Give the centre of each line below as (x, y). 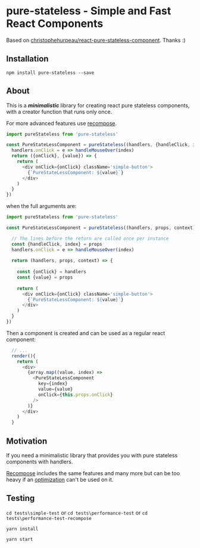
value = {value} (55, 389)
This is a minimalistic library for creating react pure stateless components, (98, 105)
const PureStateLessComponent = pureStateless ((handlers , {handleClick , (98, 145)
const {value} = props (45, 278)
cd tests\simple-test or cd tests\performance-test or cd (77, 513)
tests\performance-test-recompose (49, 518)
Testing (21, 498)
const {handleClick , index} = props (57, 244)
